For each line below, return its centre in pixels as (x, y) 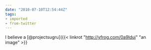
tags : (11, 14)
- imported (16, 19)
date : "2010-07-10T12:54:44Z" (36, 10)
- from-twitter (21, 23)
